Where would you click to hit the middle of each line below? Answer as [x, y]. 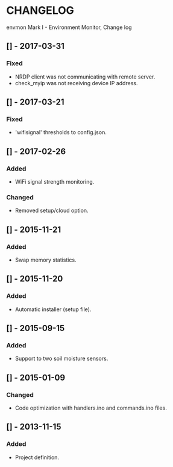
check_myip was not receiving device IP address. [76, 83]
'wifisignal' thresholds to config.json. [61, 132]
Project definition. [37, 457]
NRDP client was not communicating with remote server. [85, 77]
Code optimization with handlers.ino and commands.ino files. [91, 408]
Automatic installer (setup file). [53, 309]
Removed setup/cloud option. [52, 211]
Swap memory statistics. [46, 260]
